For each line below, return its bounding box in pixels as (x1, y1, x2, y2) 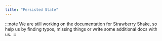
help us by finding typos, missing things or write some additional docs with (5, 26, 158, 32)
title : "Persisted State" (5, 7, 58, 12)
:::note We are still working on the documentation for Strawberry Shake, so (5, 21, 157, 27)
